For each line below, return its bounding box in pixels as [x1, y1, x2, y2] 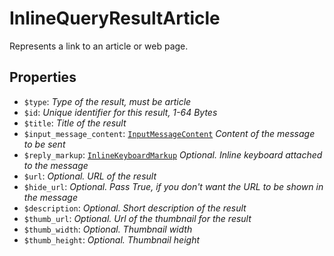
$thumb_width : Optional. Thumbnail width [23, 223, 193, 235]
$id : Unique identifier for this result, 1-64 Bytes [23, 106, 218, 118]
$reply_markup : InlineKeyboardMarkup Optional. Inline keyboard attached [23, 148, 323, 161]
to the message [23, 159, 89, 171]
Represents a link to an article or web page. [9, 40, 189, 52]
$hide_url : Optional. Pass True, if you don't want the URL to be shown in [23, 180, 324, 192]
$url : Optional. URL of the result [23, 170, 157, 182]
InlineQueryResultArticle [9, 7, 221, 30]
